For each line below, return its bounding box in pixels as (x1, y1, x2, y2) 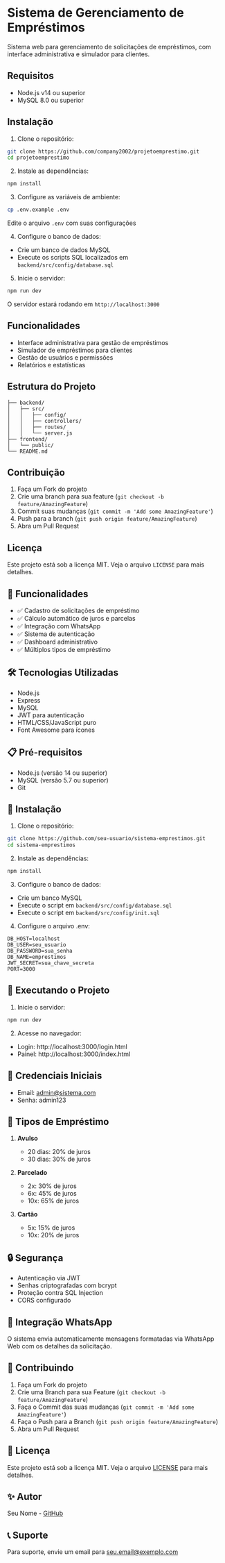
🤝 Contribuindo (7, 1362, 74, 1374)
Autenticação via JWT (17, 1274, 81, 1282)
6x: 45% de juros (27, 1189, 78, 1198)
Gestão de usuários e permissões (17, 353, 114, 362)
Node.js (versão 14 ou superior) (17, 769, 108, 777)
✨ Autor (7, 1491, 42, 1503)
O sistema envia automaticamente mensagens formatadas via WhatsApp (7, 1335, 215, 1343)
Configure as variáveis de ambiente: (17, 193, 120, 201)
